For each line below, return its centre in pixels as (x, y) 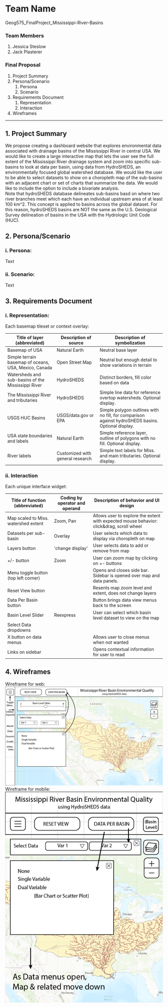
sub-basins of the (26, 380)
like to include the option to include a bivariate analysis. (62, 188)
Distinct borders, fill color (125, 377)
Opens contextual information (123, 649)
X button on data (24, 637)
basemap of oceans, (28, 362)
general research (74, 458)
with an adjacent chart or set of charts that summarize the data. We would (81, 183)
